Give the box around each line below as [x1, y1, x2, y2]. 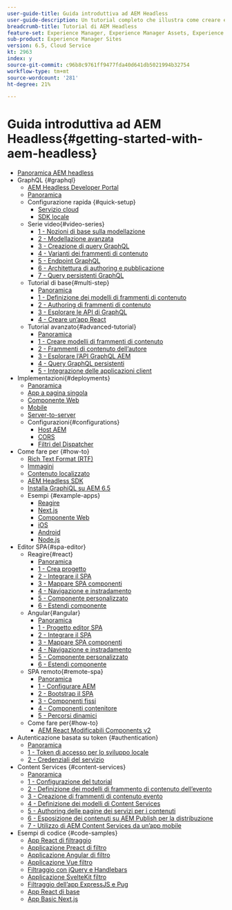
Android [37, 528, 61, 536]
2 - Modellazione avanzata [37, 235, 114, 243]
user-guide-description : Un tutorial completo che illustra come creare [7, 17, 221, 23]
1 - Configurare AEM [37, 682, 96, 690]
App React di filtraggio [27, 836, 92, 844]
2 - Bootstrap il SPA [37, 690, 94, 698]
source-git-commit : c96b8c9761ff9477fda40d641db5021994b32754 [7, 61, 190, 68]
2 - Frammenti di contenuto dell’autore [37, 345, 147, 353]
